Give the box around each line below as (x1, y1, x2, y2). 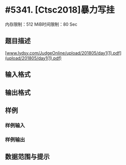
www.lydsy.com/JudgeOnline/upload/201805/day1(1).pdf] (6, 50, 122, 56)
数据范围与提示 (5, 153, 50, 161)
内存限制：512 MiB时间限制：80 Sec (5, 21, 78, 27)
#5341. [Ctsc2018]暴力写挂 (5, 4, 115, 15)
